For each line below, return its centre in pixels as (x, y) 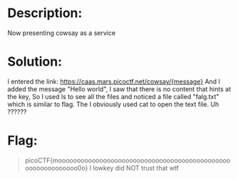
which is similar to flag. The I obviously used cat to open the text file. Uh (113, 104)
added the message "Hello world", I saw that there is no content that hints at (119, 89)
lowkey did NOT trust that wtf (136, 168)
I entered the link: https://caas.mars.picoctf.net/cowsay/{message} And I (114, 81)
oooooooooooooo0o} (56, 168)
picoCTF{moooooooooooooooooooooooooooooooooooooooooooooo (128, 160)
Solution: (35, 62)
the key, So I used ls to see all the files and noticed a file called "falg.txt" (113, 96)
